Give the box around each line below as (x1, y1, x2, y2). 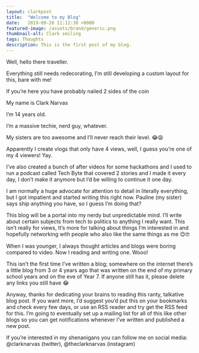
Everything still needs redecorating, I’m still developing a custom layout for (6, 70, 189, 77)
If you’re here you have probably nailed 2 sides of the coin (6, 88, 150, 95)
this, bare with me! (6, 76, 52, 83)
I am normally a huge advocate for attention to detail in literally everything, (6, 187, 189, 194)
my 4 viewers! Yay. (6, 151, 52, 158)
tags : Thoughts (6, 36, 44, 42)
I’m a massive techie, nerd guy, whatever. (6, 122, 108, 129)
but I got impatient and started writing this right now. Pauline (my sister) (6, 193, 182, 201)
